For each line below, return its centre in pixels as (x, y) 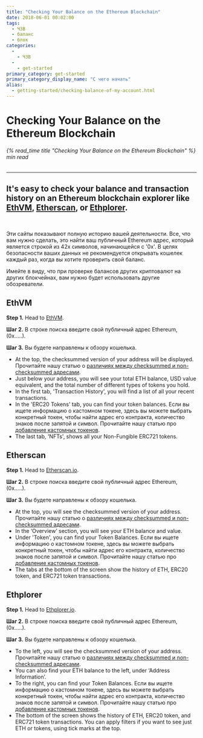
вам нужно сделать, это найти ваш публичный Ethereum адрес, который (100, 240)
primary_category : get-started (46, 74)
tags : (13, 23)
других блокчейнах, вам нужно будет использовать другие (83, 278)
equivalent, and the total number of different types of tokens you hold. (102, 385)
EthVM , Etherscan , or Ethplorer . (67, 207)
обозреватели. (25, 284)
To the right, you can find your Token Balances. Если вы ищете (94, 683)
